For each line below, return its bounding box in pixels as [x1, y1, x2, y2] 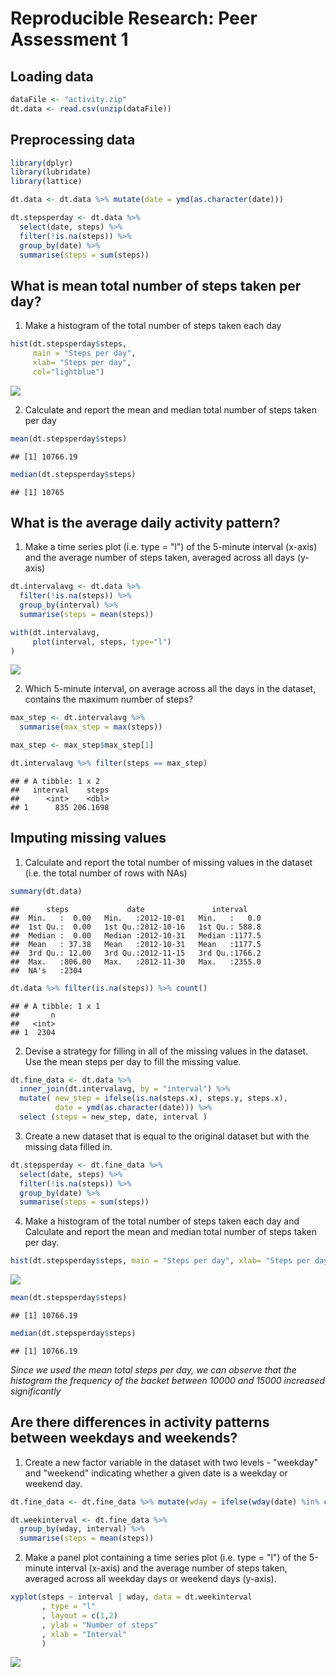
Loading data [10, 68, 94, 85]
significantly [10, 1385, 62, 1397]
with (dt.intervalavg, [10, 627, 101, 637]
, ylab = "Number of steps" [41, 1620, 159, 1630]
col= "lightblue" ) [32, 367, 105, 377]
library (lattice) [10, 177, 83, 187]
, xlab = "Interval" [41, 1629, 128, 1639]
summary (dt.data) [10, 886, 83, 896]
